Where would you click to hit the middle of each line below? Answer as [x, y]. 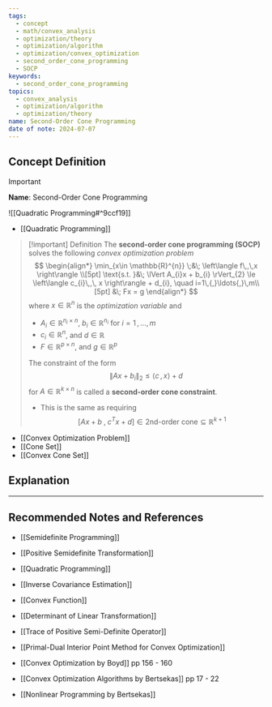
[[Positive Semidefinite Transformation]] [87, 553]
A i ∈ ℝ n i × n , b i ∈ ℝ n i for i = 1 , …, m [98, 323]
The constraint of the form [72, 362]
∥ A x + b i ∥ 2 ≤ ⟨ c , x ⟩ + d [146, 376]
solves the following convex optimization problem [111, 253]
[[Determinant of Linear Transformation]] [88, 615]
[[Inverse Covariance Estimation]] [76, 584]
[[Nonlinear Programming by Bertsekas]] [88, 694]
